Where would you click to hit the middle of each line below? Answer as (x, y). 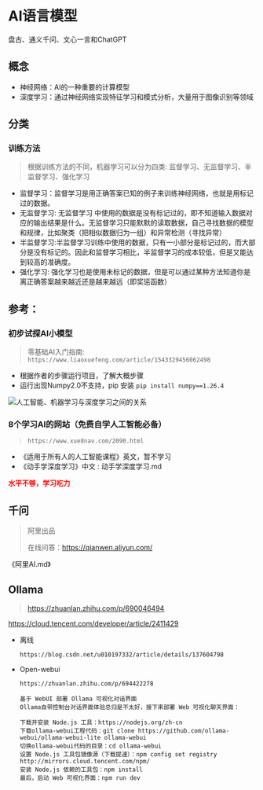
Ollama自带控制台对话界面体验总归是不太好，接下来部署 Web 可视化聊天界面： (130, 707)
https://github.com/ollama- (184, 731)
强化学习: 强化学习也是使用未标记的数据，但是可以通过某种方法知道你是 (135, 272)
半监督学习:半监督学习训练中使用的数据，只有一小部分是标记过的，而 (130, 243)
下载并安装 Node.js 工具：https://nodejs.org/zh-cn (101, 723)
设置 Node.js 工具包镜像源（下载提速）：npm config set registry (118, 755)
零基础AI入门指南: (56, 352)
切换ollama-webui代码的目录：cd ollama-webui (91, 746)
